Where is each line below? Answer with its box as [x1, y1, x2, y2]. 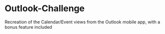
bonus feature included [4, 24, 53, 30]
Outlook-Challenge [4, 3, 85, 14]
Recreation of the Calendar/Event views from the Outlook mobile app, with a [4, 19, 161, 25]
